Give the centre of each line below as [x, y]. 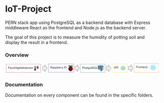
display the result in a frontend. [37, 42]
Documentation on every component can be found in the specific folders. [79, 95]
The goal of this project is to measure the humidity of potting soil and [75, 37]
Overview [17, 55]
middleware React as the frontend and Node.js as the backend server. [76, 27]
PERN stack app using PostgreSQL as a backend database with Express [78, 22]
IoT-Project [28, 9]
